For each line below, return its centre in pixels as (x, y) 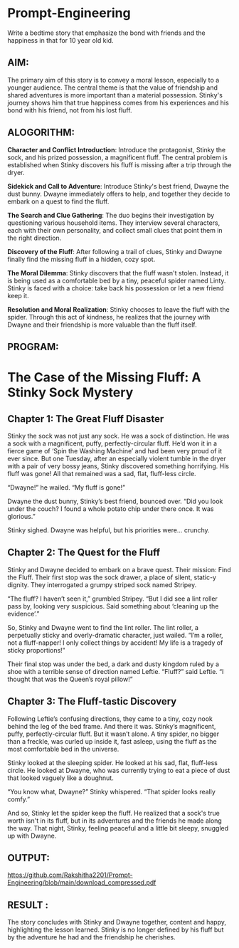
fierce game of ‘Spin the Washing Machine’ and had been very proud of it (115, 451)
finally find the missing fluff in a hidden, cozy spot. (81, 259)
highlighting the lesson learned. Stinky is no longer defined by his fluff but (116, 929)
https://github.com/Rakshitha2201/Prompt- (70, 875)
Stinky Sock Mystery (70, 393)
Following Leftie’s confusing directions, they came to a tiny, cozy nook (110, 718)
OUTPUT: (28, 858)
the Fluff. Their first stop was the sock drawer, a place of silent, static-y (112, 577)
